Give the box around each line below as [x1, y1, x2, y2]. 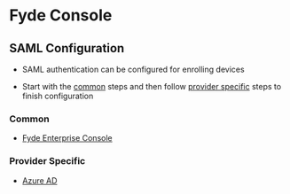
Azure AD [21, 175, 58, 186]
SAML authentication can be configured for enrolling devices [21, 64, 246, 74]
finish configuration [21, 90, 94, 101]
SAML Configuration [9, 41, 125, 56]
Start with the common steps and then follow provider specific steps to [21, 81, 282, 91]
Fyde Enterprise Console [21, 133, 113, 144]
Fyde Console [9, 5, 113, 26]
